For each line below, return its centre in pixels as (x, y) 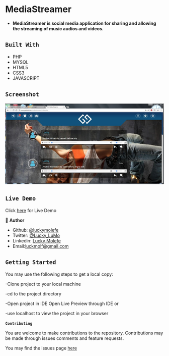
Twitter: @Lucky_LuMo (36, 235)
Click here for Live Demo (31, 210)
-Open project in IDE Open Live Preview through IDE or (62, 303)
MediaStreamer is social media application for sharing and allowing (84, 23)
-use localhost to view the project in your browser (57, 313)
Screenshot (22, 94)
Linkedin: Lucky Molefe (37, 240)
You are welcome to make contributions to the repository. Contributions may (84, 333)
